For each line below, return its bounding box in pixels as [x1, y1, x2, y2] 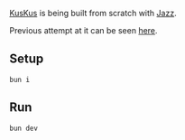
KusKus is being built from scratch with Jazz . [9, 8, 178, 18]
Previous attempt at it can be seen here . [9, 25, 158, 35]
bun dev [9, 124, 39, 133]
